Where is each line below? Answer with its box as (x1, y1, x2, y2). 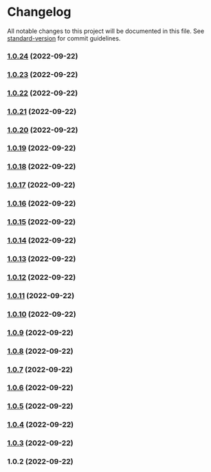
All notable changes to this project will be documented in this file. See (7, 27, 205, 35)
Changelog (7, 4, 71, 20)
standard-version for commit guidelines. (7, 34, 121, 42)
